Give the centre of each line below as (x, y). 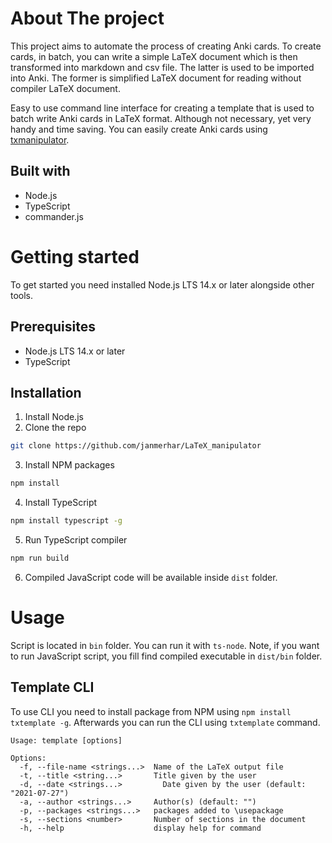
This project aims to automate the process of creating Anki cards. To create (166, 46)
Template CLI (52, 687)
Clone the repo (55, 428)
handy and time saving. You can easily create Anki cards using (139, 129)
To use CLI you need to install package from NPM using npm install (151, 711)
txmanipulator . (40, 139)
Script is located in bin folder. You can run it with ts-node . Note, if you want (165, 645)
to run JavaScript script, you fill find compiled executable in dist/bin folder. (166, 656)
